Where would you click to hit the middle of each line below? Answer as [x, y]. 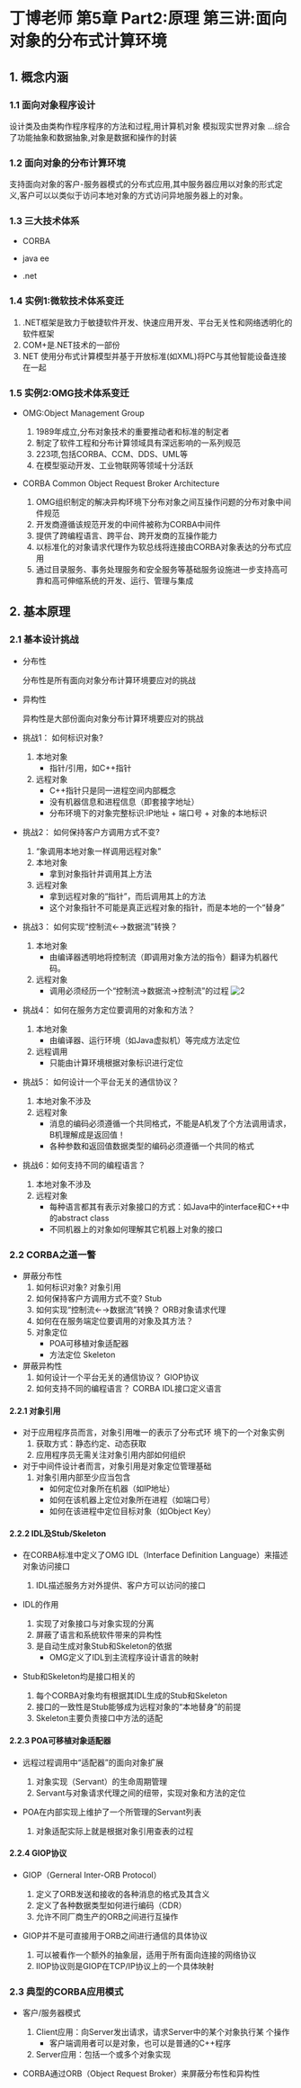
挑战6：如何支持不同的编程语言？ [84, 1165]
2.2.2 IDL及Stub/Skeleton [58, 1533]
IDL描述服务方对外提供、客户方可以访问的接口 [121, 1586]
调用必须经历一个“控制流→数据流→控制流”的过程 [139, 990]
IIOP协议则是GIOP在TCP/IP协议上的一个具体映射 [125, 1966]
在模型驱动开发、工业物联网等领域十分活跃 [115, 465]
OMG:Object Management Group [84, 413]
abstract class [83, 1218]
